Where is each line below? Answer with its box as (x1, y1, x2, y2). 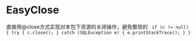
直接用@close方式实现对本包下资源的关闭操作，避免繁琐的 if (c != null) (6, 23, 190, 30)
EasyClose (6, 3, 59, 17)
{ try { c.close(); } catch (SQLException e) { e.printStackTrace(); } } (6, 29, 191, 35)
